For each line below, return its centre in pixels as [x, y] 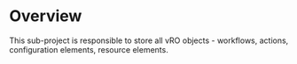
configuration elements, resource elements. [89, 49]
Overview [46, 16]
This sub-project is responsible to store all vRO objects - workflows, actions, [149, 40]
